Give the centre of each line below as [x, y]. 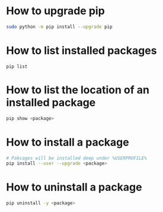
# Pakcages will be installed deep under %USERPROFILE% [76, 158]
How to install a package [68, 142]
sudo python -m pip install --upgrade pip [59, 27]
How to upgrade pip [55, 11]
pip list [17, 67]
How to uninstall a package [74, 187]
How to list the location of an [78, 90]
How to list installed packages [81, 50]
